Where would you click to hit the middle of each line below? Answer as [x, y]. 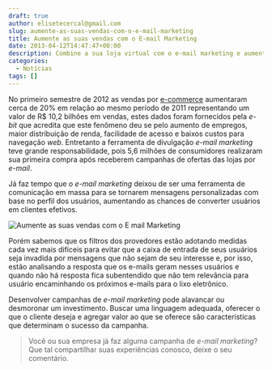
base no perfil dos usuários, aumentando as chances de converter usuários [134, 201]
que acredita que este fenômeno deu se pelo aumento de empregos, [134, 125]
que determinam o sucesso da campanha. [79, 325]
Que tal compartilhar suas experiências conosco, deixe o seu [130, 350]
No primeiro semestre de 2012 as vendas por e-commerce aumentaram [128, 99]
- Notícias [34, 69]
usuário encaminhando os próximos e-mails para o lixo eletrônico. [119, 283]
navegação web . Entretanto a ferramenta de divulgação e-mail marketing [131, 142]
